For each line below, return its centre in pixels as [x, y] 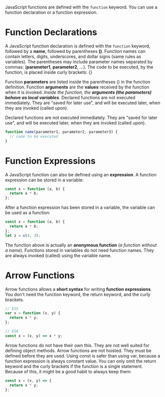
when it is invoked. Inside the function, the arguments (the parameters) [78, 92]
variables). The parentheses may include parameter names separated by [79, 62]
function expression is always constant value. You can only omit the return [81, 361]
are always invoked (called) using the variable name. [58, 255]
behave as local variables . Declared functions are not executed [70, 97]
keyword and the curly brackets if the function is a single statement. [74, 366]
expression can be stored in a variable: [44, 180]
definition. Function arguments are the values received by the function [77, 87]
